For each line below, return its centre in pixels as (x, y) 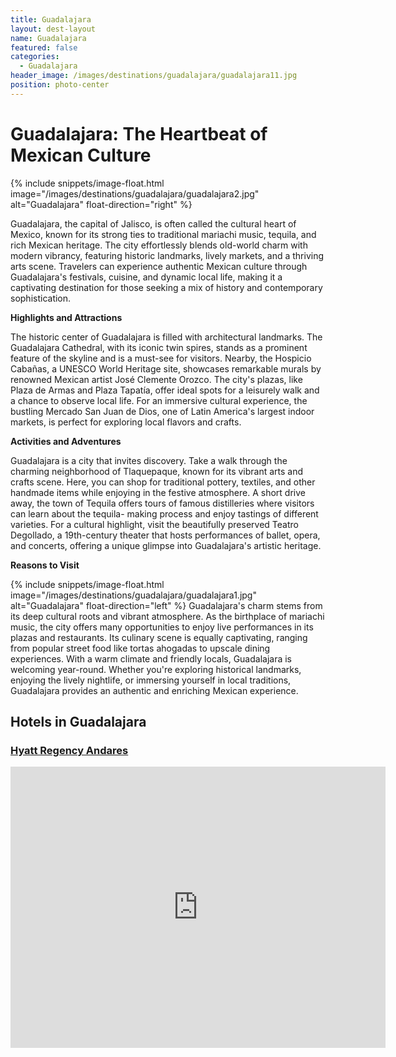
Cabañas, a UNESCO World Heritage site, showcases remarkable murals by (166, 368)
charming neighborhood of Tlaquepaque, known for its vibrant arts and (157, 471)
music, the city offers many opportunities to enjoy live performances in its (162, 627)
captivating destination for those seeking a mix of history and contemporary (166, 287)
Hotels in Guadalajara (78, 722)
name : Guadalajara (48, 38)
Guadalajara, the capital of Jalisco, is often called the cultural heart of (153, 223)
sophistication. (41, 298)
